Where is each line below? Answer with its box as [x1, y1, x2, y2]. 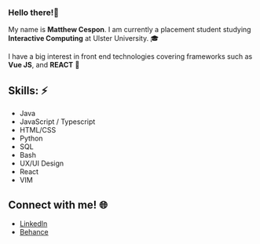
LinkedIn [19, 219, 48, 228]
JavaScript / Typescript [19, 117, 96, 126]
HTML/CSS [19, 126, 57, 135]
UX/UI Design [19, 158, 64, 168]
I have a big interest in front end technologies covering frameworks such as [8, 52, 253, 61]
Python [19, 133, 43, 144]
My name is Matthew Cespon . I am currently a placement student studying [8, 25, 251, 35]
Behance [19, 227, 49, 236]
